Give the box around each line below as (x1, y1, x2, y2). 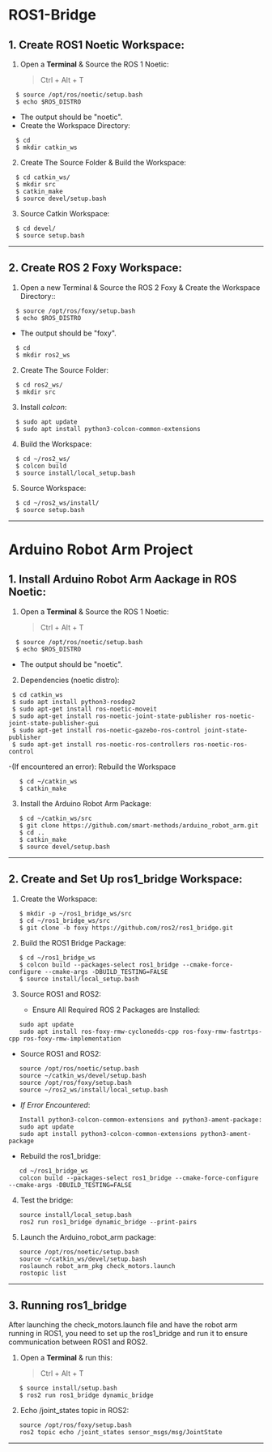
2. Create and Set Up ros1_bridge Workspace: (8, 873, 243, 886)
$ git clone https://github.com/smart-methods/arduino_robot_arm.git (19, 821, 259, 830)
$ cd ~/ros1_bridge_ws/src (19, 916, 111, 925)
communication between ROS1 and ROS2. (8, 1337, 148, 1347)
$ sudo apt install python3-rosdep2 (11, 698, 136, 706)
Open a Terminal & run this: (19, 1353, 113, 1363)
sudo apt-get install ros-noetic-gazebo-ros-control (19, 726, 201, 734)
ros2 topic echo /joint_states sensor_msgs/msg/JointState (19, 1429, 223, 1437)
